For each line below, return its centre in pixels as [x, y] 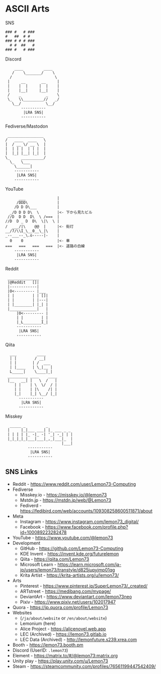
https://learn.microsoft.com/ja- [90, 564]
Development [26, 543]
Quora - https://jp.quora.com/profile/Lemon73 [60, 607]
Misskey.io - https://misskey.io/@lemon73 [63, 494]
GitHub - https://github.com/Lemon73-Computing [71, 548]
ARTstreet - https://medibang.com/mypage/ [65, 591]
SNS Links [22, 472]
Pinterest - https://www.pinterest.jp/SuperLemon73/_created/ [84, 586]
